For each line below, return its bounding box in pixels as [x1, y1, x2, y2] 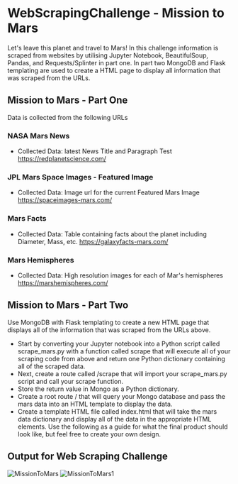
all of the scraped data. [17, 362, 86, 370]
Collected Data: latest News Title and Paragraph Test [17, 147, 172, 155]
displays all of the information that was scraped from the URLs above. [7, 325, 211, 334]
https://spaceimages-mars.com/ [17, 196, 113, 204]
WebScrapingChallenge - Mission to [7, 5, 225, 21]
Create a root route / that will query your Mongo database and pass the [17, 392, 225, 400]
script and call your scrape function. [17, 377, 124, 385]
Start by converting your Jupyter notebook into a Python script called [17, 339, 220, 348]
